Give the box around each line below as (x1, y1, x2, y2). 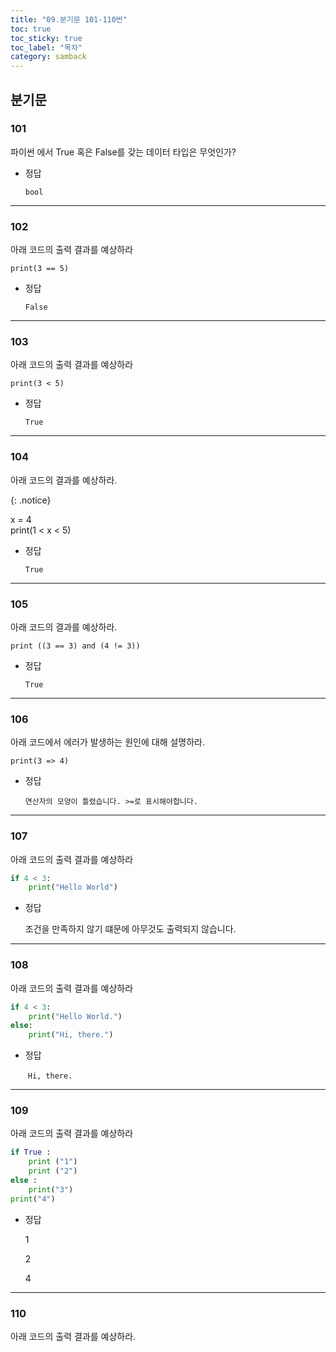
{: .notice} (10, 494, 52, 506)
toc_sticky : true (10, 33, 83, 43)
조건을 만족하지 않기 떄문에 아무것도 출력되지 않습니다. (24, 923, 237, 935)
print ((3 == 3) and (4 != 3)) (10, 641, 141, 651)
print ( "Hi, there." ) (28, 1030, 114, 1040)
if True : (10, 1147, 52, 1158)
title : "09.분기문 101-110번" (10, 14, 128, 25)
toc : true (10, 24, 52, 34)
